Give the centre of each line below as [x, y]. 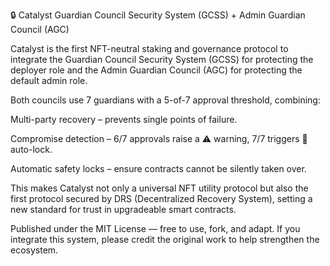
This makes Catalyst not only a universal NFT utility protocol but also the [159, 188]
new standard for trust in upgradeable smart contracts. [123, 209]
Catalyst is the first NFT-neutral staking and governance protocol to [149, 48]
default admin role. [49, 80]
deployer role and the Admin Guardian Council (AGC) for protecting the [156, 70]
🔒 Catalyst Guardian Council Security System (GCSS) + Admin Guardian [158, 15]
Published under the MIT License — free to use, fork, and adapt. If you [155, 228]
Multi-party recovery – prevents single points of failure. [124, 119]
